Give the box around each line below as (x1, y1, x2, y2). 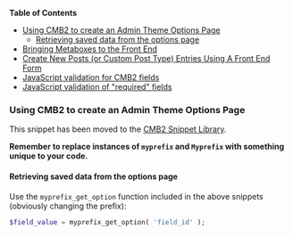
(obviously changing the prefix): (9, 200, 127, 211)
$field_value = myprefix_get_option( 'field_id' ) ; (9, 217, 205, 226)
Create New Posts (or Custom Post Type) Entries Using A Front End (21, 53, 271, 63)
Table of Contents (9, 8, 78, 18)
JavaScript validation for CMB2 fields (21, 72, 160, 83)
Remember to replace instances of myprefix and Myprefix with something (9, 142, 285, 152)
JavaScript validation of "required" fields (21, 82, 172, 92)
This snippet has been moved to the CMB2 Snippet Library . (9, 124, 227, 134)
